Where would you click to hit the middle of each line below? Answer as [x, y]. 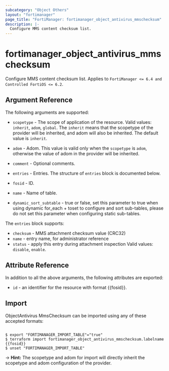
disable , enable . [29, 249]
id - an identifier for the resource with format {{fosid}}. [70, 287]
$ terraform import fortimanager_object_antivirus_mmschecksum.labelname [85, 339]
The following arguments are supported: [47, 112]
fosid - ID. [23, 183]
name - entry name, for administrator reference [60, 239]
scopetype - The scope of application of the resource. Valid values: [82, 122]
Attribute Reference [37, 265]
